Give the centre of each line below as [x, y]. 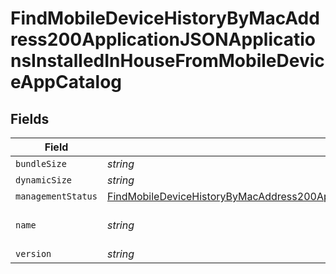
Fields [30, 118]
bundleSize [41, 163]
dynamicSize [44, 180]
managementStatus [56, 196]
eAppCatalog [66, 82]
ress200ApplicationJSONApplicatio [163, 39]
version [33, 253]
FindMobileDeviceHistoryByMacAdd [165, 18]
